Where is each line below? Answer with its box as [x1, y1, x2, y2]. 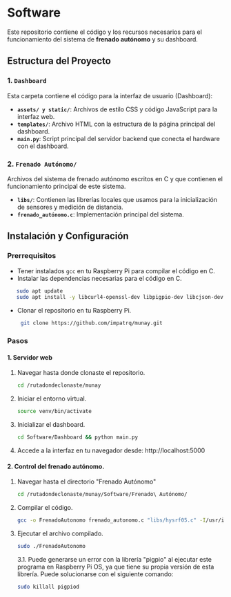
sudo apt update [16, 287, 63, 295]
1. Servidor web [7, 353, 53, 361]
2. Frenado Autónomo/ [7, 159, 77, 169]
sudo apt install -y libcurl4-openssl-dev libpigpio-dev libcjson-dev [16, 294, 224, 301]
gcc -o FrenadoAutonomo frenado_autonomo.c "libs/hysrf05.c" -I [17, 517, 206, 524]
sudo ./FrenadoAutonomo [17, 542, 86, 549]
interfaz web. [17, 112, 55, 120]
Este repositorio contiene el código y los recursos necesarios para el [7, 28, 202, 36]
